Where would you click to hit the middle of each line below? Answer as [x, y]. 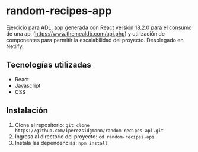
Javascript [28, 85]
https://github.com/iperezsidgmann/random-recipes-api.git [89, 131]
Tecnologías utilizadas [49, 65]
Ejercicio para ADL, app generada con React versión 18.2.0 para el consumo [99, 27]
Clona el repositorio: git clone [52, 125]
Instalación [27, 111]
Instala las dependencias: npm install [61, 142]
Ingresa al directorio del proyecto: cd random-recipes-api [84, 136]
